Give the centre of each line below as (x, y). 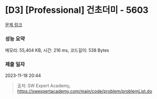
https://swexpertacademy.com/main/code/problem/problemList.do (85, 91)
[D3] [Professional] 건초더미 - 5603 (77, 10)
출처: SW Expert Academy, (44, 85)
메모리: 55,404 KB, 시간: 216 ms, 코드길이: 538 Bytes (57, 50)
